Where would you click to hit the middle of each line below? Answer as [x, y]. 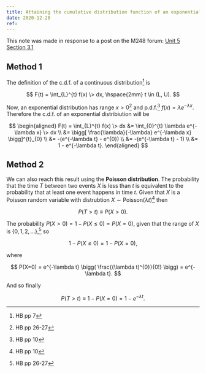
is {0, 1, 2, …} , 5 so [28, 231]
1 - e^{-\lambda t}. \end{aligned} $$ [103, 145]
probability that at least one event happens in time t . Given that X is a [93, 192]
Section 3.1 [20, 47]
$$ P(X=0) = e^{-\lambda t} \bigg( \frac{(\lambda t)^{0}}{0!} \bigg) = [97, 267]
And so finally [24, 285]
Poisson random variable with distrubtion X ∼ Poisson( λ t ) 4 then [87, 199]
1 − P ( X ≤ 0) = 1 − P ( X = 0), [103, 243]
